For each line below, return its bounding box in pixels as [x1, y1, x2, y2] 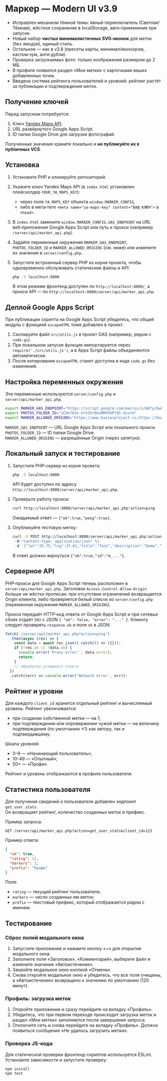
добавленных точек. [12, 72, 56, 78]
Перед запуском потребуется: [5, 111, 70, 117]
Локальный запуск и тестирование [5, 449, 120, 458]
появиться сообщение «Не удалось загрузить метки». [12, 1028, 128, 1034]
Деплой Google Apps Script [5, 303, 94, 312]
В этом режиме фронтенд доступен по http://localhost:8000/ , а [12, 283, 150, 290]
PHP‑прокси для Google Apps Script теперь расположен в [5, 580, 128, 586]
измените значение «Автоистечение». [12, 962, 94, 967]
